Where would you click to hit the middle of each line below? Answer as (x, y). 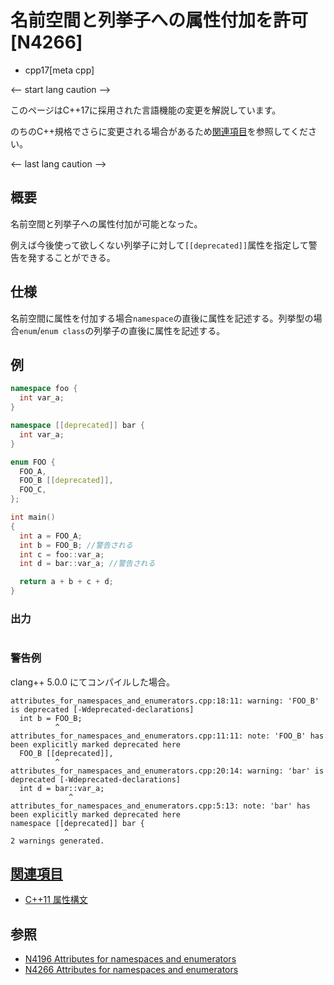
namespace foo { (44, 389)
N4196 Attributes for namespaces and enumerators (130, 959)
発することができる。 (71, 257)
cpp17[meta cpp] (59, 70)
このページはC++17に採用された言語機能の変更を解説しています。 (146, 110)
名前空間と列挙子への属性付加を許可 (159, 20)
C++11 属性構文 (56, 900)
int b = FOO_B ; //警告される (76, 545)
